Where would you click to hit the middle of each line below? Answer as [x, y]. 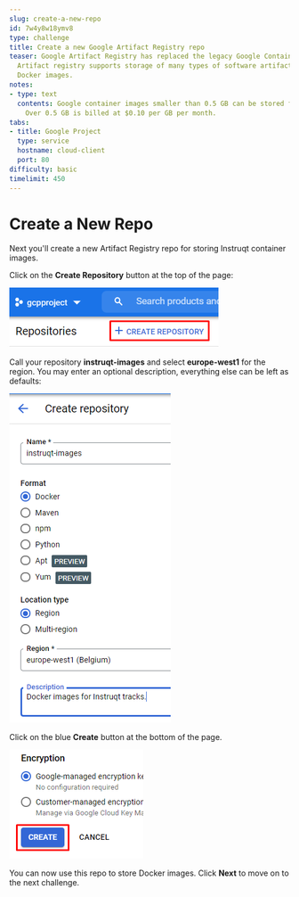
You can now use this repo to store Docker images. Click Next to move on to [149, 873]
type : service [43, 141]
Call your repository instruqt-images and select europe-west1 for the [137, 362]
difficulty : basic [43, 169]
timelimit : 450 [37, 178]
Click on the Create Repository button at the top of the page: [121, 276]
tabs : [19, 122]
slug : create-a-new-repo [55, 19]
